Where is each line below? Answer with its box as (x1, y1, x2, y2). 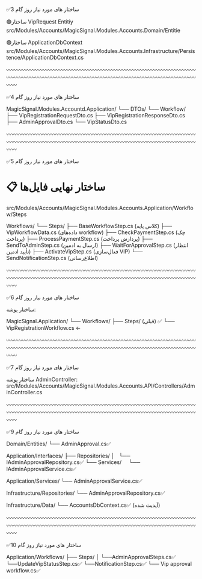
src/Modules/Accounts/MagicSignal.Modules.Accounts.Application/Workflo (6, 204, 194, 211)
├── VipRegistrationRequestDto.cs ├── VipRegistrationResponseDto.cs (6, 112, 185, 119)
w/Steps (6, 211, 27, 218)
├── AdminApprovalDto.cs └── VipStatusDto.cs (6, 118, 127, 125)
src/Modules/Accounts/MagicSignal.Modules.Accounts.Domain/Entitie (6, 27, 180, 34)
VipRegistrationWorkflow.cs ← (6, 324, 81, 331)
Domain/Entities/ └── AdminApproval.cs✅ (6, 440, 111, 447)
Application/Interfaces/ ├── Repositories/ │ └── (6, 452, 130, 459)
